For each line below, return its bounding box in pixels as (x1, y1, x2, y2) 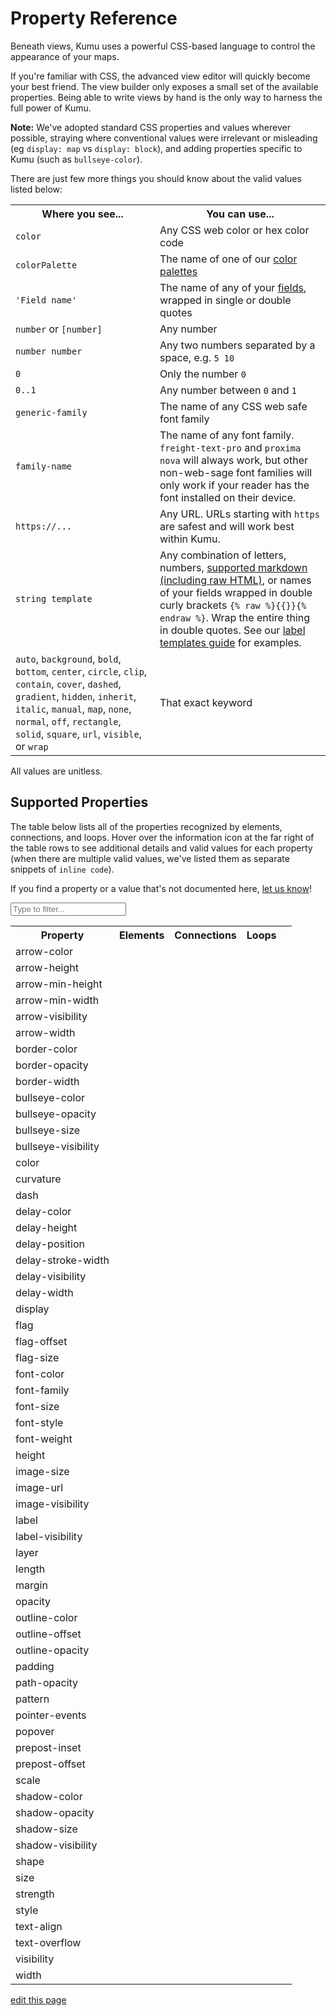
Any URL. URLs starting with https (159, 507, 320, 521)
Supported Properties (10, 794, 149, 811)
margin (15, 1578, 48, 1592)
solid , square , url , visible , (15, 727, 142, 741)
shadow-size (15, 1822, 78, 1836)
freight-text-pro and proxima (159, 440, 302, 454)
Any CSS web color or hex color (159, 223, 310, 237)
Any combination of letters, (159, 548, 287, 562)
